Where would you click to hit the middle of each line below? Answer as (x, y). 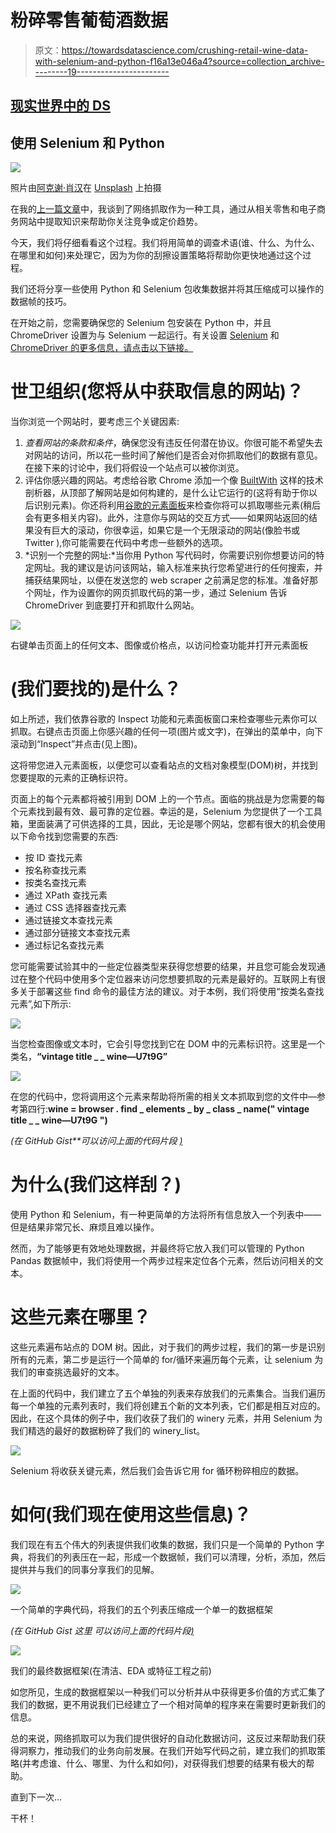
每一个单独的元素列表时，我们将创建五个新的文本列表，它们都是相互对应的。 (168, 1405)
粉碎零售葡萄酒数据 (89, 20)
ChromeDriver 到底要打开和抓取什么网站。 (112, 605)
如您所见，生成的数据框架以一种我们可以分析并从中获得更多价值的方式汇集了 (168, 1692)
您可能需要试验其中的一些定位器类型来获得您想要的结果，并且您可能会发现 (163, 967)
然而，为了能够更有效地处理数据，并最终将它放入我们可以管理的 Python (157, 1248)
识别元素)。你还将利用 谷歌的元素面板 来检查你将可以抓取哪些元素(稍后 (177, 505)
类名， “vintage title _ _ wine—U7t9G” (89, 1057)
